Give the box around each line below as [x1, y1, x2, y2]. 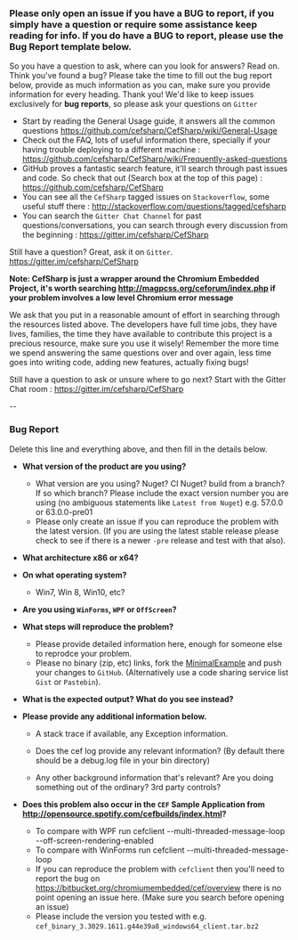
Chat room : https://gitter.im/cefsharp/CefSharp [9, 384, 184, 395]
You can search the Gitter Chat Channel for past [21, 210, 202, 221]
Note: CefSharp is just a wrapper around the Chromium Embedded [9, 274, 260, 284]
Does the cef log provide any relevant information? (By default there [35, 745, 285, 756]
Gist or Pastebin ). [35, 676, 101, 687]
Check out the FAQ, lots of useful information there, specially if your [21, 135, 271, 145]
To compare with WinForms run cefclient [35, 845, 185, 855]
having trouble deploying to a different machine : [21, 144, 201, 155]
